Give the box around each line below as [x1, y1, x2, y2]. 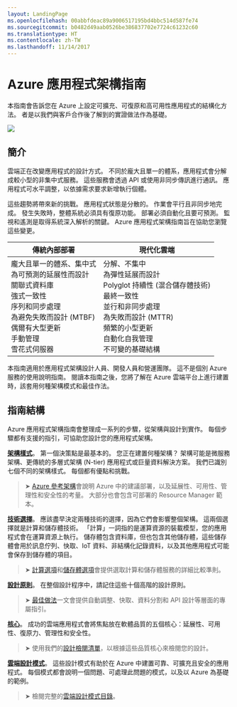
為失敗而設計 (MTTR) [103, 312, 174, 322]
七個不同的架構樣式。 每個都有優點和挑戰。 [7, 466, 133, 475]
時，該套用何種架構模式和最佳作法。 [7, 382, 114, 390]
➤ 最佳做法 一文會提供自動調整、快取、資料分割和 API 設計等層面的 [24, 595, 220, 604]
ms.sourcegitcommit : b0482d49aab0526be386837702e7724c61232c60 [7, 23, 199, 31]
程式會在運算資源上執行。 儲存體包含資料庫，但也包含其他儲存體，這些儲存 [7, 532, 227, 541]
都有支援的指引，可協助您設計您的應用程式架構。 [13, 434, 157, 442]
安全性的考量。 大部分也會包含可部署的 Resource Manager [43, 491, 215, 499]
